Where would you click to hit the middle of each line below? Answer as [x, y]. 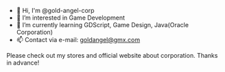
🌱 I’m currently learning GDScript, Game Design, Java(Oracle [103, 25]
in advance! [23, 62]
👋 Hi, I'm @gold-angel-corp [55, 11]
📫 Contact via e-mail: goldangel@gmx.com [78, 40]
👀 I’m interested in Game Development [70, 18]
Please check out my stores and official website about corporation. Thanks [112, 55]
